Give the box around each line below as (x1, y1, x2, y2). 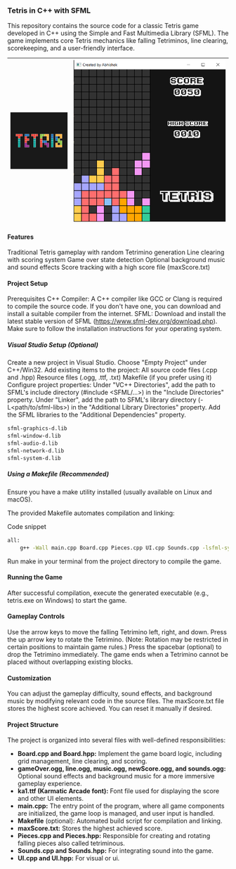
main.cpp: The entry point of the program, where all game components (17, 802, 225, 810)
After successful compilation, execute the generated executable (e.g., (7, 589, 209, 597)
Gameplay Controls (7, 612, 65, 620)
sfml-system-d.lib (7, 455, 61, 462)
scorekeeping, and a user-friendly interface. (7, 44, 135, 53)
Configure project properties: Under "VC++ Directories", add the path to (7, 381, 216, 389)
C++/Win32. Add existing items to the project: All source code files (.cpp (7, 366, 218, 374)
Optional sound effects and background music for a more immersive (17, 772, 216, 780)
